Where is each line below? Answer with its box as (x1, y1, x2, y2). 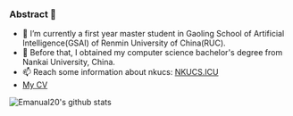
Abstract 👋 (9, 8, 56, 21)
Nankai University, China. (21, 57, 116, 68)
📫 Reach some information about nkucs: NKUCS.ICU (21, 67, 219, 78)
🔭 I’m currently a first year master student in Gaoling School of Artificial (21, 29, 285, 39)
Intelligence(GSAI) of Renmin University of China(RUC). (21, 37, 226, 48)
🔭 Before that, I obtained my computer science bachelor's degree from (21, 47, 283, 58)
